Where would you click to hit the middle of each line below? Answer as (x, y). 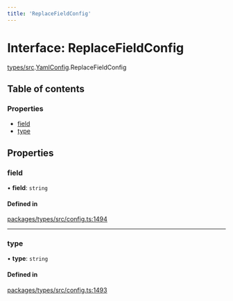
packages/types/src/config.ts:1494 (57, 219)
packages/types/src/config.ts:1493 (57, 290)
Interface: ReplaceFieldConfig (96, 48)
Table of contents (46, 88)
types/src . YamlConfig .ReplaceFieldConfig (67, 67)
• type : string (28, 259)
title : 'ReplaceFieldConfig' (49, 14)
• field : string (28, 187)
